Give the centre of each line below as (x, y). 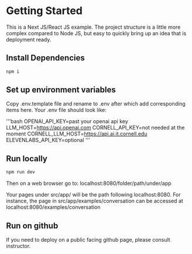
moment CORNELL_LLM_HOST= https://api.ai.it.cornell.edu (77, 134)
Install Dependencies (45, 58)
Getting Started (44, 11)
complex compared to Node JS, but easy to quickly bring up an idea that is (96, 33)
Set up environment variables (61, 90)
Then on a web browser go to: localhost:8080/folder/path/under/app (89, 184)
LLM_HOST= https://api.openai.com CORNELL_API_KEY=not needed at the (95, 128)
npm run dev (20, 172)
